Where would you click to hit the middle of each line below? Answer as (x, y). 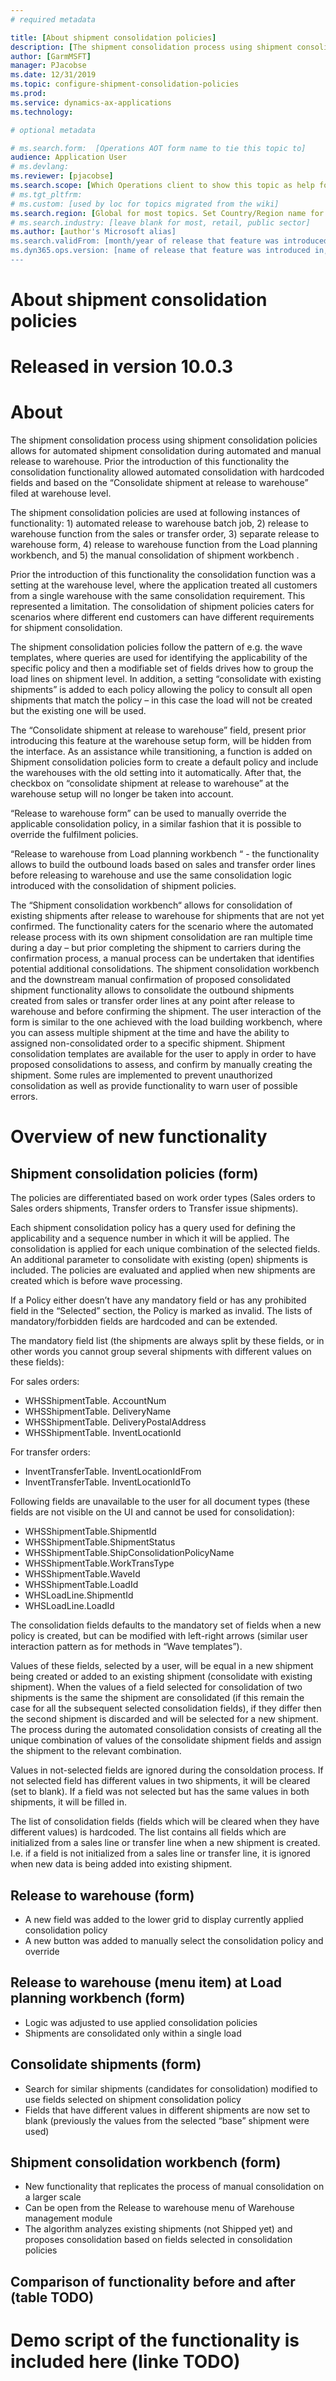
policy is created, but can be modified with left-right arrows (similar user (159, 1636)
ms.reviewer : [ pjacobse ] (62, 176)
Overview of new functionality (139, 1137)
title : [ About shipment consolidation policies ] (113, 37)
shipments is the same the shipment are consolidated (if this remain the (157, 1698)
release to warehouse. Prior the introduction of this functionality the (150, 462)
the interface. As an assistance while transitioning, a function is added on (161, 752)
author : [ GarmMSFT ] (51, 56)
